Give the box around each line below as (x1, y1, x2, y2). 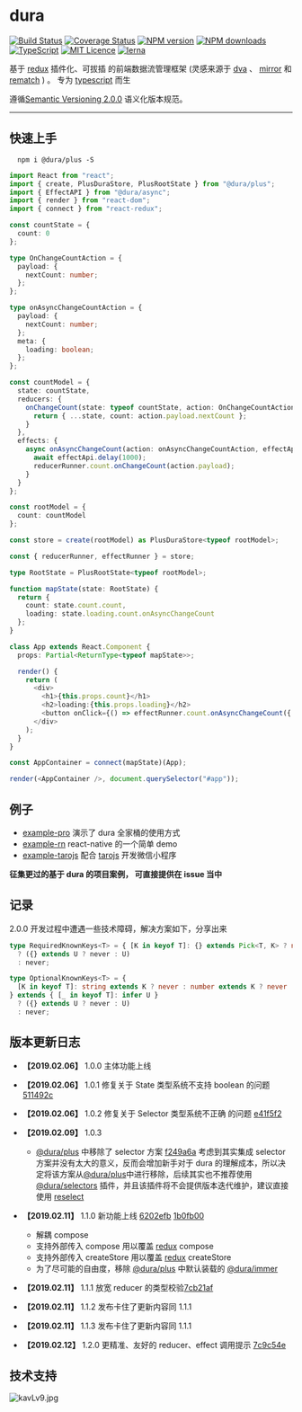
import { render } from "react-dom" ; (9, 196, 151, 205)
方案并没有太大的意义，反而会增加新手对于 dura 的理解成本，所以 (35, 1157, 279, 1168)
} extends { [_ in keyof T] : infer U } (9, 990, 159, 1000)
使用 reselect (35, 1191, 84, 1202)
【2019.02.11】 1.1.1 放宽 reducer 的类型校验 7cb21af (22, 1282, 214, 1292)
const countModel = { (9, 378, 91, 387)
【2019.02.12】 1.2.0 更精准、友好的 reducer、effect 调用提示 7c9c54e (22, 1339, 286, 1350)
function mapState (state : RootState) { (9, 584, 159, 593)
